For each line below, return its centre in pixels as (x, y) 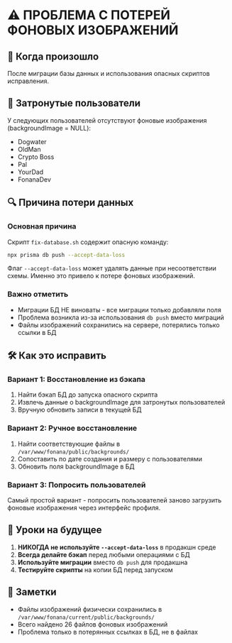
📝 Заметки (32, 592)
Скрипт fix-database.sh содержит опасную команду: (88, 242)
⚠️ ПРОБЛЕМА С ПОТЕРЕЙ (89, 15)
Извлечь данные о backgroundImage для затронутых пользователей (121, 402)
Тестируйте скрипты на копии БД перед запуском (95, 570)
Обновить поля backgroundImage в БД (76, 466)
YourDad (31, 172)
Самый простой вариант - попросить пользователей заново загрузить (115, 500)
